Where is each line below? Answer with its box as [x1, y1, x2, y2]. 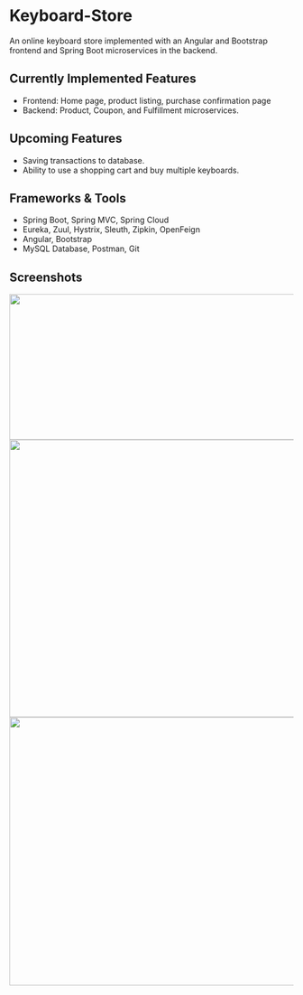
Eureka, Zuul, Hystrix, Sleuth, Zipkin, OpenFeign [22, 224, 201, 235]
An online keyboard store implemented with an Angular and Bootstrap [9, 35, 269, 46]
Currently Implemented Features [9, 71, 197, 87]
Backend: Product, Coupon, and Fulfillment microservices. [22, 105, 239, 116]
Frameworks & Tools [9, 191, 126, 206]
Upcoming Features [9, 131, 123, 146]
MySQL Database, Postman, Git [22, 243, 140, 254]
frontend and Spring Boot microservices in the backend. [9, 44, 218, 55]
